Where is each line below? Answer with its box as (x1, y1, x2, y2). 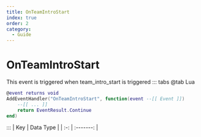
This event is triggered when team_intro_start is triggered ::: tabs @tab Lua (6, 78, 195, 86)
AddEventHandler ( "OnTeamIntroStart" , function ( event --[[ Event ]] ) (6, 95, 185, 102)
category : (6, 26, 32, 32)
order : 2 (6, 20, 29, 26)
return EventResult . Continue (17, 107, 92, 113)
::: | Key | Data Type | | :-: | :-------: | (6, 124, 98, 131)
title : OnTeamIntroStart (6, 9, 70, 15)
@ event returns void (6, 90, 59, 97)
